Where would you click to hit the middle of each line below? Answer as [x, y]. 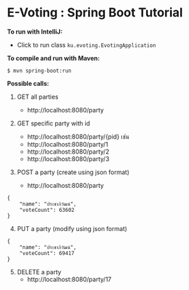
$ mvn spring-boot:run [39, 71]
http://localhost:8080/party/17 [69, 279]
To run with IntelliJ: [35, 32]
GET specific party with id [53, 123]
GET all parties [38, 97]
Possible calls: [28, 83]
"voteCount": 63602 [47, 210]
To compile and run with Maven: [54, 58]
